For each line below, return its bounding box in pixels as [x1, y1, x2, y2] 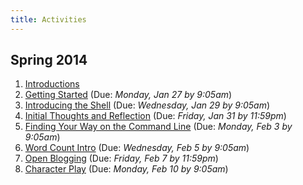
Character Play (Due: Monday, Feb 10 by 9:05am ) [24, 163, 229, 175]
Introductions [24, 78, 80, 90]
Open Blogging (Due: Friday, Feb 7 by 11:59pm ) [24, 152, 219, 165]
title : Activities [10, 14, 87, 25]
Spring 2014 [10, 52, 88, 69]
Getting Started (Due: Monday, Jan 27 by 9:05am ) [24, 89, 233, 101]
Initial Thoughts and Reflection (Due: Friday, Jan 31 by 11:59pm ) [24, 110, 287, 122]
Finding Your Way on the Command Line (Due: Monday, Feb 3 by [24, 121, 293, 133]
